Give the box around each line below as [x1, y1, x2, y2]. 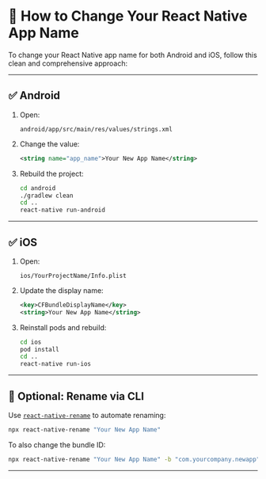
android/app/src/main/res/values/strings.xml [19, 125, 173, 133]
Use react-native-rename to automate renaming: [8, 411, 166, 420]
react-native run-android [19, 206, 105, 215]
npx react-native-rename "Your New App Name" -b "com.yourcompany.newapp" [8, 455, 260, 463]
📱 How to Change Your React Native [8, 7, 248, 25]
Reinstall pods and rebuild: [19, 322, 107, 332]
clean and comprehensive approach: [8, 59, 128, 68]
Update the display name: [19, 285, 104, 295]
